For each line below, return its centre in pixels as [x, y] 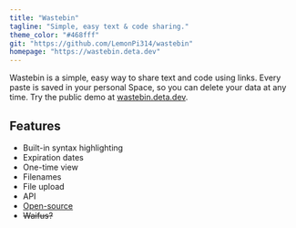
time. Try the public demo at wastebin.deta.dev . [99, 98]
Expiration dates [53, 157]
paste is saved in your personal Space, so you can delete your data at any [148, 88]
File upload [44, 186]
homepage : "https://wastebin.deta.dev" [85, 52]
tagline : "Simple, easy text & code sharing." [99, 26]
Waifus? [38, 215]
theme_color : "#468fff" [55, 35]
